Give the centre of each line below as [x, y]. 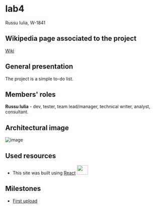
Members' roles [31, 94]
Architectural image [37, 128]
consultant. [17, 112]
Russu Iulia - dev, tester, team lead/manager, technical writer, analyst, [78, 107]
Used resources [31, 156]
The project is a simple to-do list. [40, 79]
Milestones [23, 189]
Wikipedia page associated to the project [71, 39]
